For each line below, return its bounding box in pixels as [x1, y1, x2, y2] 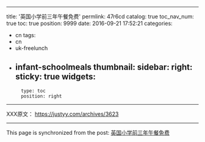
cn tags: [15, 32, 36, 38]
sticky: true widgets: [15, 71, 96, 82]
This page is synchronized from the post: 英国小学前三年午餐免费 [6, 129, 170, 136]
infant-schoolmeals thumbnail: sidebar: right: [15, 62, 193, 73]
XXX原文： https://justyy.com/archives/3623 [6, 110, 119, 118]
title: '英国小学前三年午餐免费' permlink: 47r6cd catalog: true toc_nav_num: [6, 13, 194, 20]
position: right [21, 93, 62, 99]
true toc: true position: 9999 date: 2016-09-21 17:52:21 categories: [6, 20, 173, 27]
